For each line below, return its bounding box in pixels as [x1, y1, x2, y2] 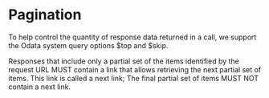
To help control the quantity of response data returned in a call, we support [8, 32, 257, 42]
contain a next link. [8, 82, 71, 92]
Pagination [8, 6, 82, 24]
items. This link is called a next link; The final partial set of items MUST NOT [8, 73, 259, 83]
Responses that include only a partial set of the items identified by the [8, 56, 239, 66]
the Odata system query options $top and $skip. [8, 40, 169, 50]
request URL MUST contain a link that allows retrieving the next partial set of [8, 64, 262, 74]
